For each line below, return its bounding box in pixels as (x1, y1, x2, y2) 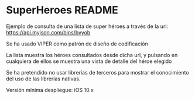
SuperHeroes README (6, 3, 119, 17)
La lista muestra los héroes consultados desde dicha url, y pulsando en (6, 51, 178, 58)
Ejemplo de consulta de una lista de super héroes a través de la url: (6, 23, 169, 30)
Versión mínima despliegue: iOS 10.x (6, 86, 94, 93)
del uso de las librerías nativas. (6, 75, 81, 82)
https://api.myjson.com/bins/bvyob (6, 29, 91, 36)
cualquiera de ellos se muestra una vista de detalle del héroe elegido (6, 58, 172, 65)
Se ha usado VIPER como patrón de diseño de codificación (6, 40, 148, 47)
